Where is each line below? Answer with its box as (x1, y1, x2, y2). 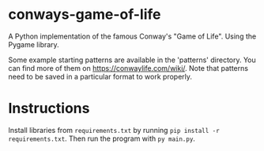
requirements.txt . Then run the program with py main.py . (8, 134, 196, 143)
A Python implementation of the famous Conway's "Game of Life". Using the (8, 31, 257, 41)
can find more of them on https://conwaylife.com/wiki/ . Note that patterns (8, 63, 249, 72)
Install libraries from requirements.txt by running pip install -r (8, 125, 220, 134)
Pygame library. (8, 39, 59, 49)
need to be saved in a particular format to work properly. (8, 72, 192, 81)
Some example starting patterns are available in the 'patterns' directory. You (8, 55, 257, 64)
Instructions (8, 100, 90, 117)
